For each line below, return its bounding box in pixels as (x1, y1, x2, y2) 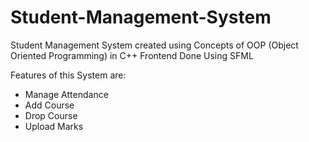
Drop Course (24, 109, 78, 121)
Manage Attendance (24, 88, 109, 100)
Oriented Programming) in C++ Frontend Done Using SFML (10, 49, 254, 61)
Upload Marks (24, 120, 84, 132)
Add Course (24, 99, 75, 111)
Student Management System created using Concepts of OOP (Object (10, 39, 299, 51)
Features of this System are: (10, 69, 127, 81)
